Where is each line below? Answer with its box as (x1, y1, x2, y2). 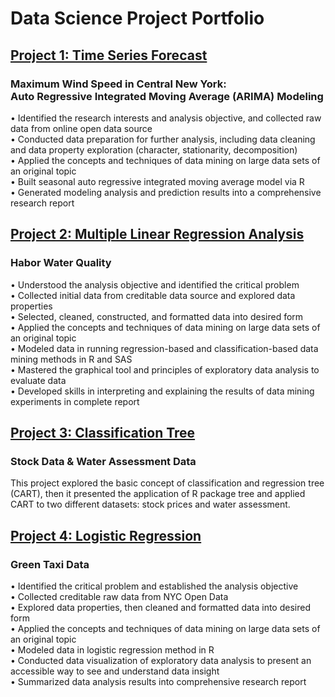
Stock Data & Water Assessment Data (10, 454, 197, 468)
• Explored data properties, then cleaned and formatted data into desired (10, 601, 311, 613)
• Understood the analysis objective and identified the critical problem (10, 278, 300, 291)
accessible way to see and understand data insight (10, 665, 220, 677)
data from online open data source (10, 122, 153, 134)
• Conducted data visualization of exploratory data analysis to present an (10, 654, 312, 666)
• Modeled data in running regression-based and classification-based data (10, 342, 319, 354)
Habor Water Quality (10, 256, 112, 270)
